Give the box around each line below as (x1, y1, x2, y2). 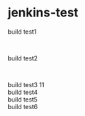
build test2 (8, 54, 38, 62)
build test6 (8, 102, 38, 111)
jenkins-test (8, 5, 79, 21)
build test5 (8, 95, 38, 104)
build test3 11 (8, 80, 45, 89)
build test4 (8, 88, 38, 96)
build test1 (8, 27, 37, 36)
